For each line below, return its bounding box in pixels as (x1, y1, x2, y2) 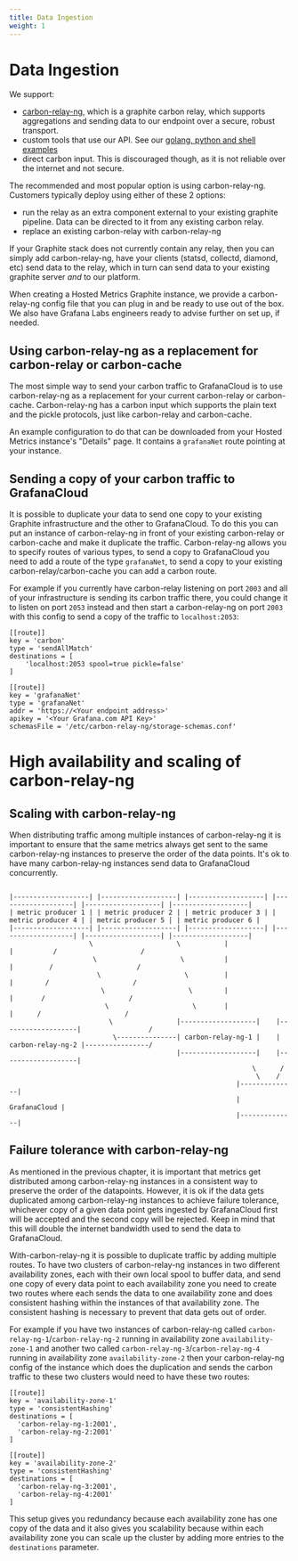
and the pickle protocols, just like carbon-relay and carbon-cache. (9, 409, 253, 420)
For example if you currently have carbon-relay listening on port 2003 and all (9, 583, 288, 593)
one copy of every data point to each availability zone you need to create (9, 1278, 278, 1288)
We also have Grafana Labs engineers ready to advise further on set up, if (9, 308, 280, 319)
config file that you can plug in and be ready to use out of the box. (41, 298, 285, 309)
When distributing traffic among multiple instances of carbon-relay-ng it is (9, 830, 282, 840)
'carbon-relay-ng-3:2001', (17, 1482, 117, 1491)
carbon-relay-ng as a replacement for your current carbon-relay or (9, 390, 254, 401)
